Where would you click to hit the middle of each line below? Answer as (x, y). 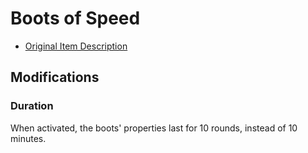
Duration (32, 106)
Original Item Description (76, 46)
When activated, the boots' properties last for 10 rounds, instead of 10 (154, 128)
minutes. (28, 138)
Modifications (55, 77)
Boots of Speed (75, 18)
